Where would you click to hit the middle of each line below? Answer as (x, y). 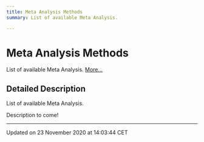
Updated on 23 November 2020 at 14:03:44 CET (67, 133)
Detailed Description (46, 89)
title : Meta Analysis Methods (45, 12)
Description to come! (32, 115)
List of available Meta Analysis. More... (55, 70)
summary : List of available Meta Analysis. (62, 18)
